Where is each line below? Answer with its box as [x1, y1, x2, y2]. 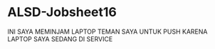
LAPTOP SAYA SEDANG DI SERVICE [7, 34, 113, 43]
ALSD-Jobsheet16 [7, 4, 117, 20]
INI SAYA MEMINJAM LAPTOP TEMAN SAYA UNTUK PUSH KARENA [7, 27, 208, 36]
